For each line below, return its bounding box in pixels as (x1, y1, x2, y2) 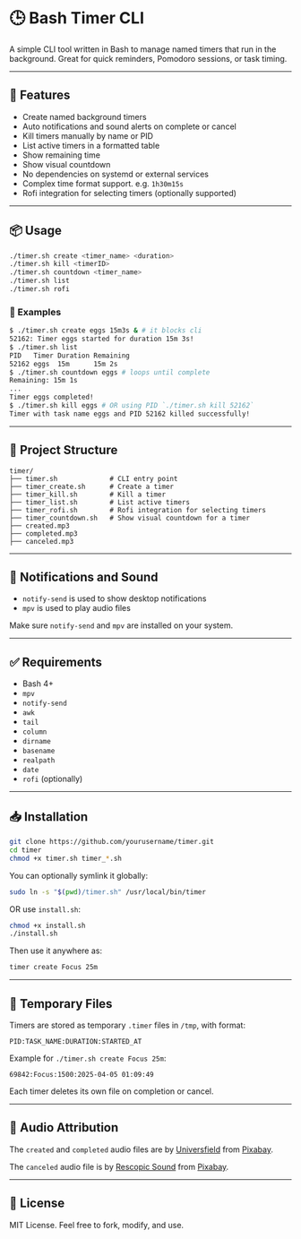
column (21, 727, 47, 736)
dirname (21, 737, 51, 746)
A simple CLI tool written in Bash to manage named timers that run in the (9, 43, 277, 55)
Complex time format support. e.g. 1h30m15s (21, 177, 184, 189)
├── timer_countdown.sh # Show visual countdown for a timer (9, 513, 251, 522)
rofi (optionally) (21, 773, 83, 785)
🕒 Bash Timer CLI (9, 8, 145, 29)
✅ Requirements (9, 654, 103, 669)
